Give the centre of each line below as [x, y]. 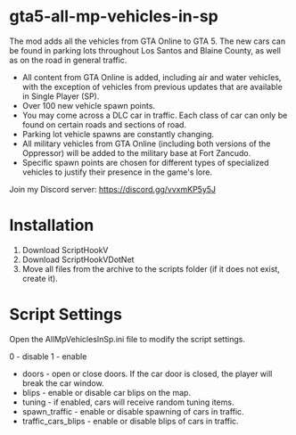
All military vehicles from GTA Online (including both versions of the [146, 144]
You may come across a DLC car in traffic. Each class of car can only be [155, 115]
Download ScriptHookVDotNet [78, 259]
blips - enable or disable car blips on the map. [107, 392]
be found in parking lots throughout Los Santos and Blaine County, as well [145, 50]
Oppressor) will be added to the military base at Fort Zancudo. [136, 152]
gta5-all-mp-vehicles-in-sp [114, 16]
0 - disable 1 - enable [48, 356]
